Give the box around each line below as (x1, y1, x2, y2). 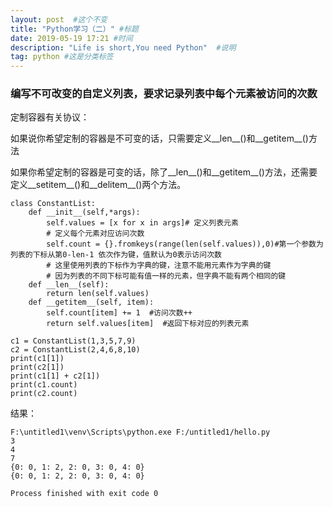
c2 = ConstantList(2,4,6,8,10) (10, 345, 141, 355)
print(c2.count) (10, 389, 78, 399)
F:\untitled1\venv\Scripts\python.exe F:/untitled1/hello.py (10, 427, 271, 438)
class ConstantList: (10, 199, 97, 209)
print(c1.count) (10, 380, 78, 390)
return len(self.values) (46, 289, 150, 299)
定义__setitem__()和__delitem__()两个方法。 (10, 179, 187, 191)
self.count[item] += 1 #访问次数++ (46, 308, 193, 318)
